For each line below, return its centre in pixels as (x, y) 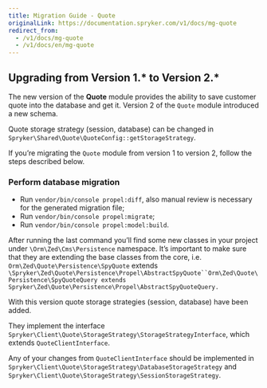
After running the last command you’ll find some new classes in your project (133, 241)
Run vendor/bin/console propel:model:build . (94, 225)
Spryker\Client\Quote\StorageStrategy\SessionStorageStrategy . (115, 375)
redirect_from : (33, 30)
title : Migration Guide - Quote (62, 16)
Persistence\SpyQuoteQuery (53, 280)
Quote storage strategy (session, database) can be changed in (111, 129)
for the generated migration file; (72, 208)
